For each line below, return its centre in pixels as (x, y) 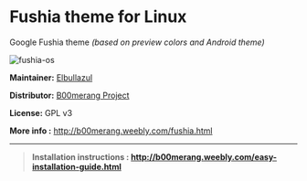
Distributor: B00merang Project (69, 95)
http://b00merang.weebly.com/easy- (204, 156)
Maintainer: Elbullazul (51, 77)
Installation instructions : (80, 156)
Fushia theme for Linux (98, 17)
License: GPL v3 (41, 112)
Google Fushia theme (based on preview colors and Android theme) (137, 42)
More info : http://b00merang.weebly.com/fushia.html (111, 131)
